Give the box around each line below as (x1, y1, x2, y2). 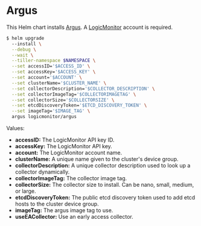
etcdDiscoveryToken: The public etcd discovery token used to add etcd (14, 194, 196, 201)
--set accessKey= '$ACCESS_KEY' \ (11, 69, 96, 75)
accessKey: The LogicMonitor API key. (14, 143, 113, 150)
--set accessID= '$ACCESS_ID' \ (11, 63, 91, 69)
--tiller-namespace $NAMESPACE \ (11, 58, 96, 64)
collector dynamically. (14, 168, 70, 175)
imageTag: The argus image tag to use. (14, 207, 113, 214)
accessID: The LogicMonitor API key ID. (14, 136, 115, 143)
